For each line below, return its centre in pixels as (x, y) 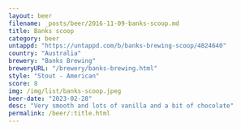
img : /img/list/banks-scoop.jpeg (65, 91)
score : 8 (23, 83)
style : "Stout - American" (54, 76)
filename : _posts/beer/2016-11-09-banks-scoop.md (94, 23)
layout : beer (30, 16)
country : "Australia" (45, 53)
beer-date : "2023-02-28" (50, 99)
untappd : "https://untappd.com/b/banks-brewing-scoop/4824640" (118, 46)
